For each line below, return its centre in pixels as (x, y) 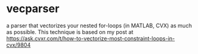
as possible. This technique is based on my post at (70, 32)
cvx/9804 (19, 45)
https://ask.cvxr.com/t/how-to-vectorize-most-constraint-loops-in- (91, 38)
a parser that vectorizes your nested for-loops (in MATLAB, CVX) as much (99, 25)
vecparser (33, 9)
